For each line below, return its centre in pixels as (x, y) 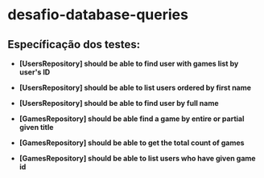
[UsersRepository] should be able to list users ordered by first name (135, 87)
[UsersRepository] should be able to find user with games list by (129, 63)
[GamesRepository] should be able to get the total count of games (132, 143)
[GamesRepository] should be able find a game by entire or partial (132, 119)
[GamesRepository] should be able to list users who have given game (137, 158)
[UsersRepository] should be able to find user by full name (119, 103)
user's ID (35, 72)
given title (36, 127)
